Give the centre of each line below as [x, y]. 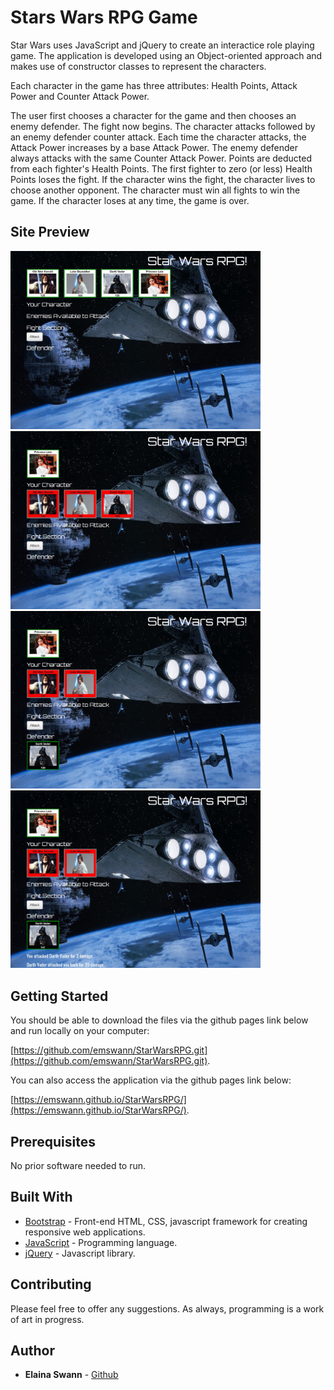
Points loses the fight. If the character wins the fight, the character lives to [163, 179]
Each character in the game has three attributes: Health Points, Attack [154, 85]
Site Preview [50, 232]
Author [32, 1350]
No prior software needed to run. [78, 1165]
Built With [41, 1197]
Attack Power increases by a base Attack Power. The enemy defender [154, 147]
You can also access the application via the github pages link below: [151, 1080]
